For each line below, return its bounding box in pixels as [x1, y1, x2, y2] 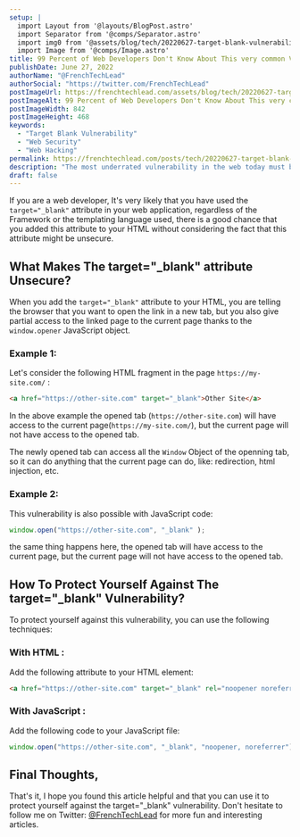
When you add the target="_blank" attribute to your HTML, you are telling [9, 296, 281, 308]
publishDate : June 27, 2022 [9, 63, 114, 72]
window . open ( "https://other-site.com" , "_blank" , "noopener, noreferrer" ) [9, 742, 294, 751]
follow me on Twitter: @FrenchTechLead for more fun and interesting [9, 809, 263, 821]
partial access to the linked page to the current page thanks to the [9, 316, 253, 327]
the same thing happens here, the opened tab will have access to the [9, 542, 263, 552]
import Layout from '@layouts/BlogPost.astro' [17, 21, 194, 30]
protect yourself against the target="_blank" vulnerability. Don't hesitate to [9, 800, 283, 811]
